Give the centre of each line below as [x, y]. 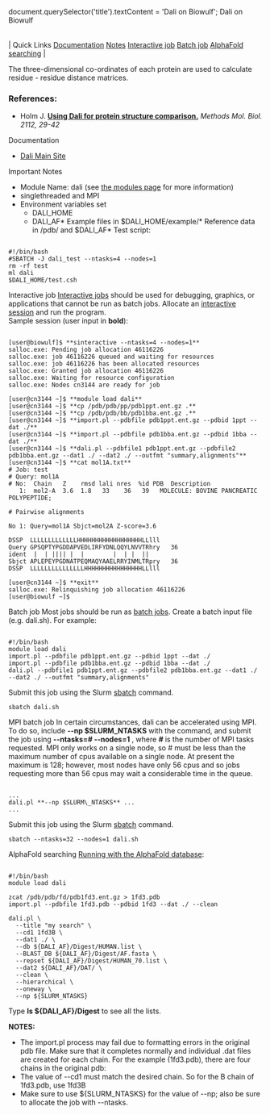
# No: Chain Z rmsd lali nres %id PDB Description [110, 484]
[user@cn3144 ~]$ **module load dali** [75, 399]
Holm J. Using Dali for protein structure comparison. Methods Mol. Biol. [141, 116]
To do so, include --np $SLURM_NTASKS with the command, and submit [130, 731]
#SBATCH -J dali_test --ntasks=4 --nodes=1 [83, 259]
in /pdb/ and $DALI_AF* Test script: [91, 230]
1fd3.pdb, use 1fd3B [53, 1085]
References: [33, 98]
